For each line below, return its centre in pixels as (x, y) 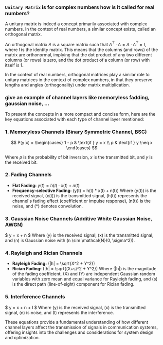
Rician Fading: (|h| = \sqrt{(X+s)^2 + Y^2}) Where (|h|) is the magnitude (84, 269)
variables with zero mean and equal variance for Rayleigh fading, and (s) (85, 279)
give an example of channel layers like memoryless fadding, (77, 97)
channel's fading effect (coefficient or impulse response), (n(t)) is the (81, 201)
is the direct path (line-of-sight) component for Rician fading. (73, 284)
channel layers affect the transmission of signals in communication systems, (81, 327)
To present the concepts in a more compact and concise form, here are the (80, 114)
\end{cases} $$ (82, 148)
